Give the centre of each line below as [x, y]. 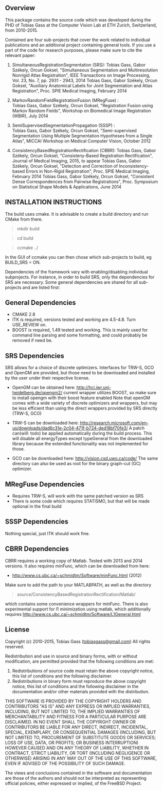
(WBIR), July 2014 [30, 116]
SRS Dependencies [35, 356]
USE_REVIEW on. [29, 325]
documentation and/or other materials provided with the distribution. [81, 691]
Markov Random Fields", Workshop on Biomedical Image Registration [81, 111]
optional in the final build [37, 506]
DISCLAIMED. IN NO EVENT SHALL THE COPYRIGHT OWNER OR [71, 722]
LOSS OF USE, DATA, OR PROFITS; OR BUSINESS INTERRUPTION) [72, 743]
